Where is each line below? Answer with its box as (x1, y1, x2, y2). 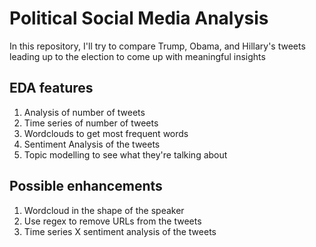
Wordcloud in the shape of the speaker (23, 204, 185, 216)
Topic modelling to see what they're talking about (23, 148, 228, 161)
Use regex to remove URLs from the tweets (23, 215, 202, 227)
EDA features (9, 80, 94, 97)
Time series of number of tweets (23, 117, 159, 129)
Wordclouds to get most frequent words (23, 127, 189, 139)
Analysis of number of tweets (23, 106, 146, 118)
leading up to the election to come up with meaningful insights (9, 50, 266, 62)
